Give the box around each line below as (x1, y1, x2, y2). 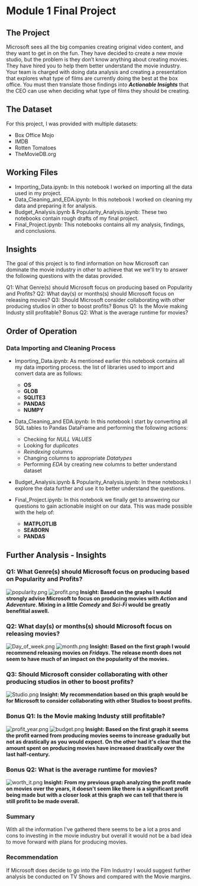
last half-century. (6, 751, 50, 758)
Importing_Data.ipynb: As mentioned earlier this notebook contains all (14, 358, 185, 365)
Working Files (6, 167, 58, 178)
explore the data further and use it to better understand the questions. (14, 485, 186, 492)
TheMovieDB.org (14, 150, 56, 157)
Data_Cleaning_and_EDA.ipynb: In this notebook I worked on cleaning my (14, 196, 193, 203)
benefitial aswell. (6, 607, 50, 614)
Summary (6, 812, 35, 820)
